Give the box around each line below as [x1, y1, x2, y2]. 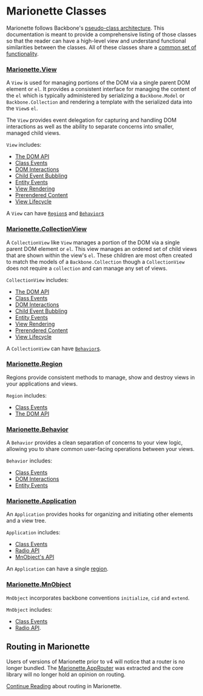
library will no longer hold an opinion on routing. [6, 671, 126, 678]
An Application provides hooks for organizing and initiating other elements [6, 510, 193, 518]
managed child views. [6, 129, 61, 137]
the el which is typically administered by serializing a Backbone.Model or [6, 92, 185, 99]
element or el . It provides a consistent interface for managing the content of [6, 85, 197, 93]
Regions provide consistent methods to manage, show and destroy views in [6, 373, 195, 381]
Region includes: [6, 392, 47, 399]
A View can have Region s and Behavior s [6, 210, 104, 217]
